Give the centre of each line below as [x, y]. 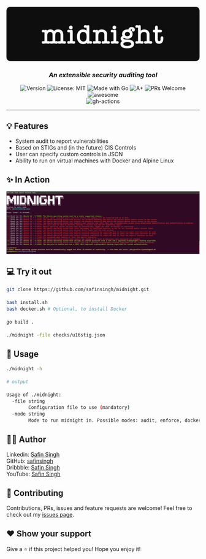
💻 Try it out [29, 271]
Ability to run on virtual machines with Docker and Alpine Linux [94, 161]
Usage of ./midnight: [34, 395]
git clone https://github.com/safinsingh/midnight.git [78, 290]
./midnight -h [25, 369]
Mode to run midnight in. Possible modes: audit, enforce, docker [115, 420]
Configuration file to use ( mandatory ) [79, 408]
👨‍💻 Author [26, 440]
